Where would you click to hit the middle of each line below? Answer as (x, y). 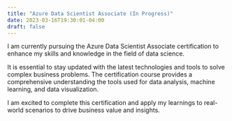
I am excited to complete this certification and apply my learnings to (105, 103)
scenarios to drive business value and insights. (93, 110)
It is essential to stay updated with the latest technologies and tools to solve (116, 67)
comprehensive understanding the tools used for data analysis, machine (111, 82)
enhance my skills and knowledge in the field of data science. (96, 54)
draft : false (26, 26)
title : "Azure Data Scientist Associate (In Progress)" (90, 14)
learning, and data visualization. (53, 89)
